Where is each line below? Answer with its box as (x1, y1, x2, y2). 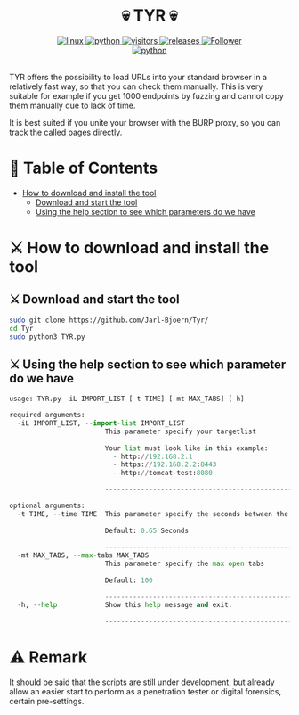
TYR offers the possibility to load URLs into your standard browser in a (9, 71, 268, 82)
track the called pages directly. (9, 127, 123, 137)
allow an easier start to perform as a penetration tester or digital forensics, (9, 686, 282, 696)
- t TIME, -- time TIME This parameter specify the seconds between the (17, 509, 289, 518)
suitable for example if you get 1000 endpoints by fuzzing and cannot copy (9, 90, 285, 101)
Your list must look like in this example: (104, 443, 269, 453)
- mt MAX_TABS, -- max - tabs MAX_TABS (17, 551, 149, 560)
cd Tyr (9, 324, 34, 333)
